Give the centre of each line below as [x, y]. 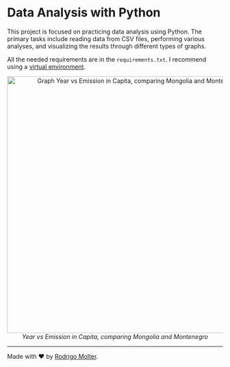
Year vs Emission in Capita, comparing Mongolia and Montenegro [115, 336]
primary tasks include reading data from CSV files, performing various [106, 38]
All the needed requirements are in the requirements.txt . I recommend [107, 59]
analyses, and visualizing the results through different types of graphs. [107, 46]
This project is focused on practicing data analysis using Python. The [104, 31]
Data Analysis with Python [84, 13]
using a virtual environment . [46, 66]
